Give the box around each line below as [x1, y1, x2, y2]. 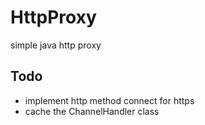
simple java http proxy [10, 39, 102, 51]
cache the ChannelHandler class [24, 105, 160, 117]
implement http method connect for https [24, 94, 195, 106]
